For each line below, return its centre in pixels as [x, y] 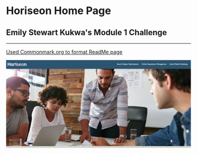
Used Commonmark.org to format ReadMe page [64, 52]
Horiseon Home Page [59, 11]
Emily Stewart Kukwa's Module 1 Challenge [86, 32]
